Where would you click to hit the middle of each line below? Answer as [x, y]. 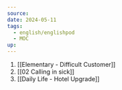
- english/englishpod [44, 32]
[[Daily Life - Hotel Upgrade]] [58, 79]
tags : [15, 26]
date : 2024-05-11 [32, 20]
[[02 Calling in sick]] [46, 72]
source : [18, 13]
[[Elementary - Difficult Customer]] [66, 64]
